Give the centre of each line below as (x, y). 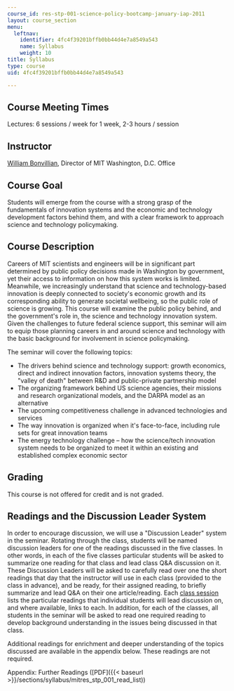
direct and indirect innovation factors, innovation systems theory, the (117, 373)
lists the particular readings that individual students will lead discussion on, (115, 600)
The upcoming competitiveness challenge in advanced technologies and (122, 410)
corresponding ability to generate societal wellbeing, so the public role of (113, 301)
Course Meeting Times (58, 107)
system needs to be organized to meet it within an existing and (108, 448)
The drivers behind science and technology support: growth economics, (122, 366)
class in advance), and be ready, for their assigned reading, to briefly (107, 586)
